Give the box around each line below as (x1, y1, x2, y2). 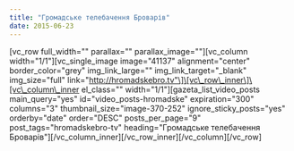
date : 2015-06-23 (9, 21, 74, 30)
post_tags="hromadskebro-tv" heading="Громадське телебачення (9, 122, 261, 132)
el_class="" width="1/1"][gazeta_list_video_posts (81, 84, 260, 95)
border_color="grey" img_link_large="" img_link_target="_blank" (9, 64, 247, 76)
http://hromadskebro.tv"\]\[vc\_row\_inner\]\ (89, 74, 253, 85)
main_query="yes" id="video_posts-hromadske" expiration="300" (9, 93, 255, 104)
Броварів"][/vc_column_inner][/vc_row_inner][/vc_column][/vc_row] (9, 131, 263, 142)
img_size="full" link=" (9, 74, 90, 85)
